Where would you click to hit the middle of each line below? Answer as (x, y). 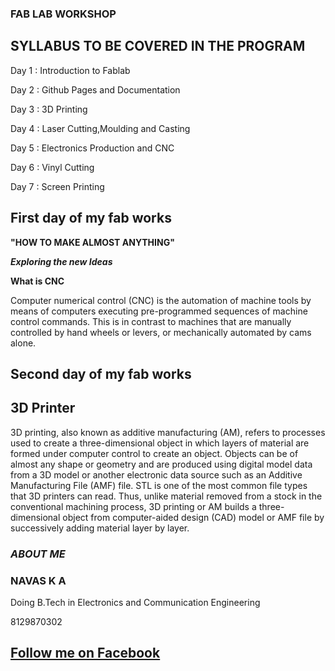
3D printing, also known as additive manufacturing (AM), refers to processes (168, 432)
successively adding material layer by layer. (100, 528)
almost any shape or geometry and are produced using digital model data (161, 464)
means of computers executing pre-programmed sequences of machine (159, 311)
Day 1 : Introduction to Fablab (70, 70)
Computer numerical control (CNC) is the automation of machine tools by (161, 300)
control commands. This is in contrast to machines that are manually (151, 321)
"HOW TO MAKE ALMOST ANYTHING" (92, 242)
